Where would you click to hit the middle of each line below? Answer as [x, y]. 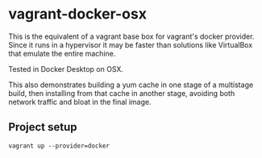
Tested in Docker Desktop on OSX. [66, 69]
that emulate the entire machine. [62, 53]
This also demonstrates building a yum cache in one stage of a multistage [131, 85]
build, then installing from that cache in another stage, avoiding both [122, 93]
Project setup [43, 127]
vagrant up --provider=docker [59, 146]
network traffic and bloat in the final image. [80, 102]
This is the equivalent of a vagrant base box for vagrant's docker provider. [131, 36]
